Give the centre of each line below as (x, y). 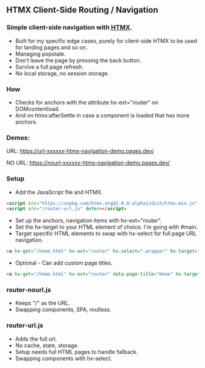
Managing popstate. (40, 54)
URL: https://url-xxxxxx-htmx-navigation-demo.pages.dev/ (80, 151)
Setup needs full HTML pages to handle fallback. (77, 351)
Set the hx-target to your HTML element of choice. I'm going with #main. (106, 227)
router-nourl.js (29, 290)
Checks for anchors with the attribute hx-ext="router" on (87, 102)
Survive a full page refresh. (49, 67)
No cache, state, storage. (47, 345)
